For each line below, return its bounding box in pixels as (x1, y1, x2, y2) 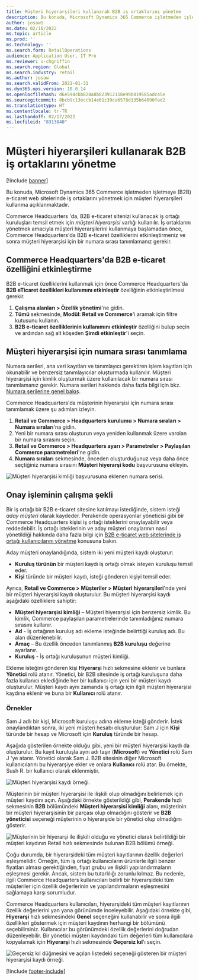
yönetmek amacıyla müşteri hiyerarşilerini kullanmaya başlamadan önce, (6, 225, 183, 232)
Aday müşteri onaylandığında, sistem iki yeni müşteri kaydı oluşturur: (6, 549, 174, 556)
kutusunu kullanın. (14, 317, 60, 324)
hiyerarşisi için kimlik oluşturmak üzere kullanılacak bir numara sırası (6, 375, 173, 382)
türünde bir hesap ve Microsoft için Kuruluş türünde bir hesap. (6, 730, 159, 737)
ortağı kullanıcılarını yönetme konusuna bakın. (6, 537, 118, 544)
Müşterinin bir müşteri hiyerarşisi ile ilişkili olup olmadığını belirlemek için (6, 790, 184, 797)
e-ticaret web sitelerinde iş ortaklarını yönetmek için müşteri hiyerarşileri (6, 195, 182, 202)
